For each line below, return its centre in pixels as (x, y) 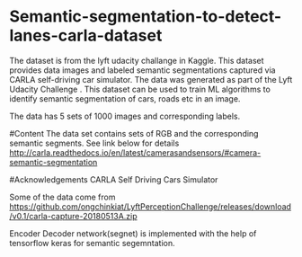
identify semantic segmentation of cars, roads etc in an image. (125, 98)
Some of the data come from (62, 197)
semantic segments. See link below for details (94, 143)
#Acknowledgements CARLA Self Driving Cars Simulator (114, 179)
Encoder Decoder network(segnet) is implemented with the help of (133, 233)
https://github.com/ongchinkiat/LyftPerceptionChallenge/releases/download (151, 206)
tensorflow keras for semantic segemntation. (92, 243)
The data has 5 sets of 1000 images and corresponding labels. (125, 116)
